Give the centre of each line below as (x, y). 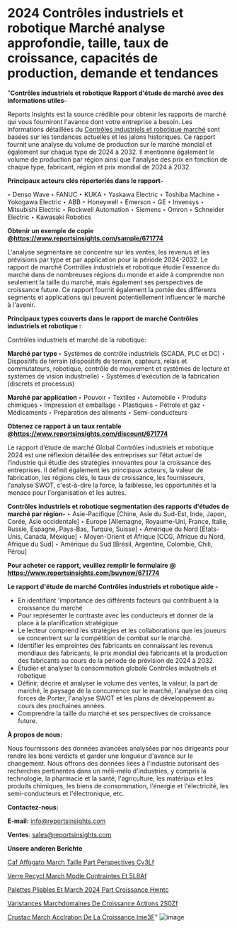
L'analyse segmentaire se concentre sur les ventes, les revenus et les (109, 252)
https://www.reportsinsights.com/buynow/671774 (83, 573)
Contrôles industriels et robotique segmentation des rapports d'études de (118, 506)
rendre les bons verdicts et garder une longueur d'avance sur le (100, 756)
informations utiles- (37, 100)
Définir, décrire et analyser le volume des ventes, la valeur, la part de (117, 683)
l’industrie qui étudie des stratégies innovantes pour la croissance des (109, 462)
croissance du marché (50, 608)
